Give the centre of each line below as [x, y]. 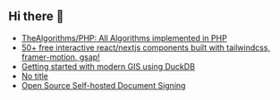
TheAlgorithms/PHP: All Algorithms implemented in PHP [124, 37]
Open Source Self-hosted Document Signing [103, 85]
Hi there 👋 [36, 17]
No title [34, 76]
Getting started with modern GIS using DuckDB [108, 66]
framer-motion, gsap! [60, 57]
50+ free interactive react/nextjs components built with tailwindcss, [145, 47]
